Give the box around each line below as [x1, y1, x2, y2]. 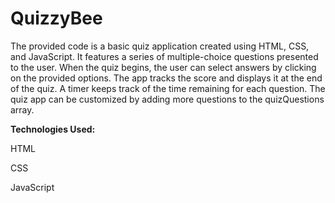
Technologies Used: [10, 123, 96, 135]
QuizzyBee [10, 7, 103, 30]
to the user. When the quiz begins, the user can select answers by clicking [10, 61, 317, 73]
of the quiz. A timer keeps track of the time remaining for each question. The [10, 82, 326, 94]
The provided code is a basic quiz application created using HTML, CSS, [10, 40, 310, 52]
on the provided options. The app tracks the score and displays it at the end [10, 72, 323, 84]
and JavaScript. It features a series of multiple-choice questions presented [10, 50, 319, 62]
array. [10, 103, 35, 116]
